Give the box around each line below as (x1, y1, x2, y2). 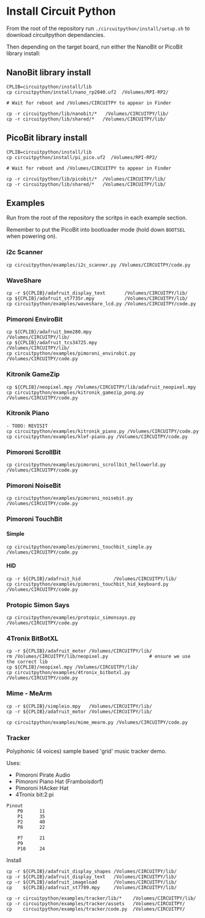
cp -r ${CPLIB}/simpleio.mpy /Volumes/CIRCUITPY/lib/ (6, 703, 152, 709)
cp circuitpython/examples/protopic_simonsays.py (6, 614, 136, 621)
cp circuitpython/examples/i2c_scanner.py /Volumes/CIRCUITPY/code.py (6, 262, 191, 268)
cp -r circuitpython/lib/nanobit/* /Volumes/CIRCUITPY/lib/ (6, 111, 169, 117)
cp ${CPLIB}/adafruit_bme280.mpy (6, 329, 92, 335)
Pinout (6, 802, 23, 809)
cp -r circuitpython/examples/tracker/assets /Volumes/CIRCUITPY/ (6, 900, 185, 907)
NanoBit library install (6, 68, 91, 78)
